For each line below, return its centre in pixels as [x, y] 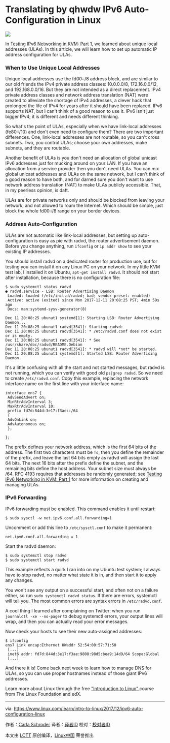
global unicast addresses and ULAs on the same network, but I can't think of [85, 174]
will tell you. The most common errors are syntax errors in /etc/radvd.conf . [84, 601]
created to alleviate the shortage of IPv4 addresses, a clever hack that [78, 101]
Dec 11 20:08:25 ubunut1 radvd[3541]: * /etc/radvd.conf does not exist [83, 331]
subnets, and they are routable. [38, 148]
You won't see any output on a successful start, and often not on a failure [82, 590]
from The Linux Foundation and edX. [44, 694]
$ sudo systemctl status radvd [38, 287]
